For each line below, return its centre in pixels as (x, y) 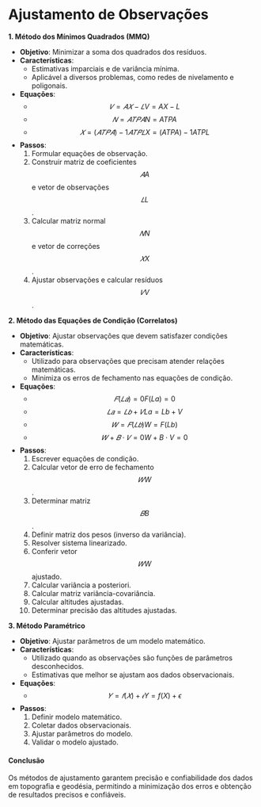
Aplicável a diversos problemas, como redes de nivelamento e (133, 77)
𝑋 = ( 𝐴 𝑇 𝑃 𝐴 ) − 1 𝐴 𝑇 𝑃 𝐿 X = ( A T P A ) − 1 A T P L (145, 132)
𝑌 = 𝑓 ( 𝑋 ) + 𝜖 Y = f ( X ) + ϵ (145, 695)
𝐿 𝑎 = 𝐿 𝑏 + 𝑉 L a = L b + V (145, 411)
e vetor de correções (66, 246)
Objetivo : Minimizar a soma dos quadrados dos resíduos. (113, 52)
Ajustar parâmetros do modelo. (82, 733)
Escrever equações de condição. (85, 458)
